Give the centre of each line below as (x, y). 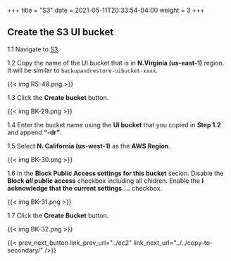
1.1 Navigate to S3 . (33, 49)
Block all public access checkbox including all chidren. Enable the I (106, 180)
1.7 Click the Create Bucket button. (58, 215)
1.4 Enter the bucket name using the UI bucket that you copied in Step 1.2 (114, 125)
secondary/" (25, 250)
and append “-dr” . (35, 132)
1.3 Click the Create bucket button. (58, 97)
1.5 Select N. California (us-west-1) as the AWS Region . (89, 146)
